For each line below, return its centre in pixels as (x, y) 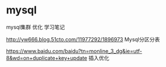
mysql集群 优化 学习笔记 (36, 27)
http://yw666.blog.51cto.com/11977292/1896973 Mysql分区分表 (83, 39)
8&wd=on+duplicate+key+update (47, 58)
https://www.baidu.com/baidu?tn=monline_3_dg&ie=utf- (74, 51)
